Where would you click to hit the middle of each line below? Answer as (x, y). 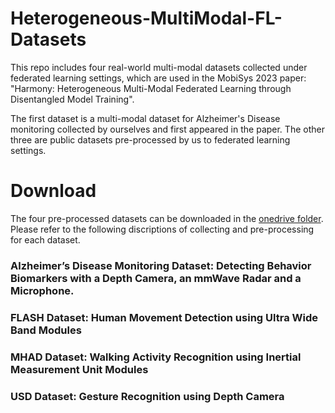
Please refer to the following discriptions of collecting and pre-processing (162, 229)
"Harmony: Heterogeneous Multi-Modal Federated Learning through (151, 88)
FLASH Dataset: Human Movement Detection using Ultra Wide (164, 317)
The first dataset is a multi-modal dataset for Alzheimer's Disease (145, 118)
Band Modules (46, 330)
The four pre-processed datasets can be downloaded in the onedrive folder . (167, 218)
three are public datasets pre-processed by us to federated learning (150, 139)
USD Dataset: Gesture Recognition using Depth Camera (147, 396)
